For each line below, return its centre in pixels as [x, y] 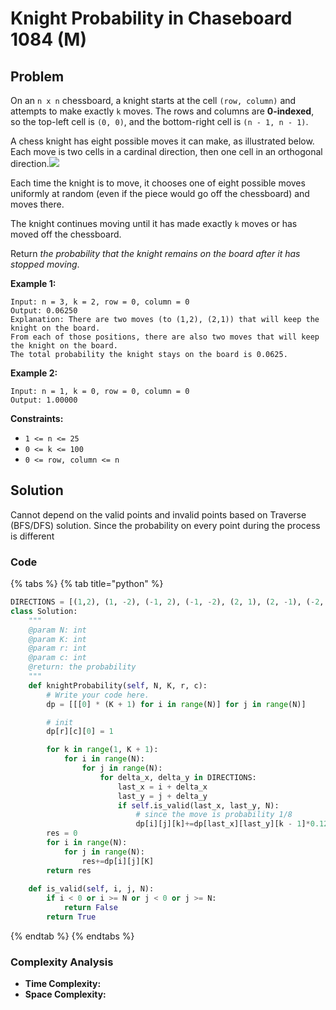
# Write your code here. [98, 695]
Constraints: [37, 418]
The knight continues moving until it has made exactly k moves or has [154, 223]
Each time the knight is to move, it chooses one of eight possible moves [158, 183]
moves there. [37, 204]
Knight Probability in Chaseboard [151, 18]
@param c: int [57, 658]
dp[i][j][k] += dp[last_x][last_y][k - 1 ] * [223, 824]
